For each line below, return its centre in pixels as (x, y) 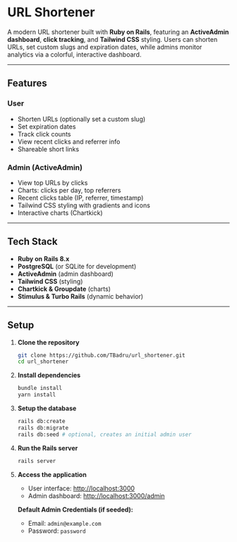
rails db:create (41, 422)
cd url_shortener (43, 362)
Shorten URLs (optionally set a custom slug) (81, 119)
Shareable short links (48, 149)
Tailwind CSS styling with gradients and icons (84, 205)
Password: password (57, 531)
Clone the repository (48, 342)
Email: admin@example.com (65, 523)
